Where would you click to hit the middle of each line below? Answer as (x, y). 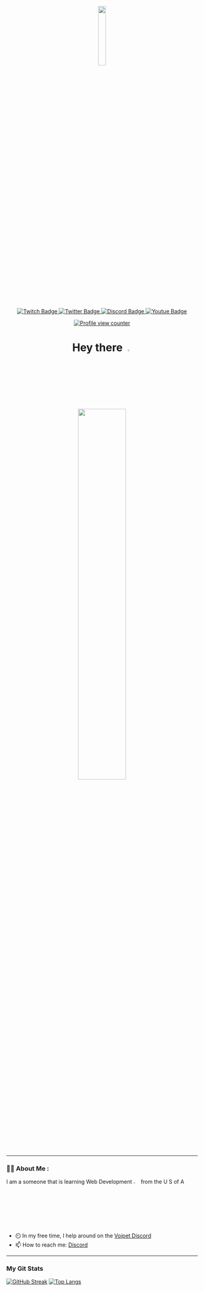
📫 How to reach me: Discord (51, 1245)
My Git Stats (25, 1268)
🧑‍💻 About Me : (28, 1168)
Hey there (97, 348)
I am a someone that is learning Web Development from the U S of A (95, 1181)
